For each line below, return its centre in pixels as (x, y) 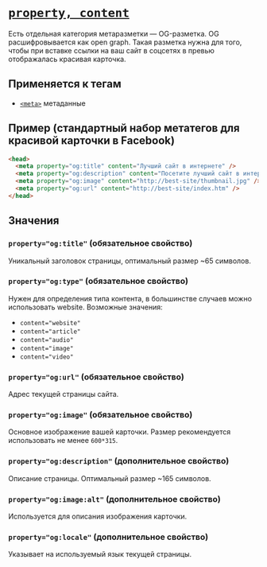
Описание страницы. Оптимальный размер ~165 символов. (110, 478)
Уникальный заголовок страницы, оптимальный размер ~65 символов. (130, 261)
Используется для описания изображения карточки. (98, 516)
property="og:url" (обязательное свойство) (96, 377)
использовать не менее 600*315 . (63, 441)
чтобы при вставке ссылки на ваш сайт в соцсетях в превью (111, 50)
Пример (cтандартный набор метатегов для (124, 128)
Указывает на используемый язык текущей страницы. (100, 554)
